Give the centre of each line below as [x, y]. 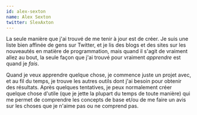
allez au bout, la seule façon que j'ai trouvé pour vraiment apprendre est [94, 57]
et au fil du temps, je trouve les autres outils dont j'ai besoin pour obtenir [94, 81]
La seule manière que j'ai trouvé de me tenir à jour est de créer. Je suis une [97, 39]
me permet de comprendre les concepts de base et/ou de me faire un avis [96, 100]
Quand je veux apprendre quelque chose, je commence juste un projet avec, [99, 75]
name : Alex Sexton [29, 17]
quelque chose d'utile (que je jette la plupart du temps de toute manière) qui [98, 93]
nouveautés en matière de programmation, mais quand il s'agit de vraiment [97, 51]
